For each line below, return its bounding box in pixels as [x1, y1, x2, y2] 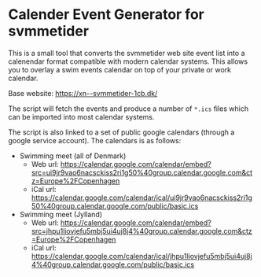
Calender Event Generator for [8, 6, 204, 24]
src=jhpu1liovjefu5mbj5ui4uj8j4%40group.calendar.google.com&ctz [31, 226, 253, 235]
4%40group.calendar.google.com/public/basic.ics [31, 260, 195, 269]
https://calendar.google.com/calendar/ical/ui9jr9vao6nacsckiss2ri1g [31, 193, 253, 202]
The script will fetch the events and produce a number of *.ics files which [8, 104, 249, 113]
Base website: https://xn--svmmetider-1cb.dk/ [8, 88, 158, 98]
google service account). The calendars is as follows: [8, 135, 182, 145]
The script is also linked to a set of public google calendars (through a [8, 127, 235, 137]
